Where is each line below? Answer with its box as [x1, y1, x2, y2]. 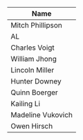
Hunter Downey [10, 77, 62, 86]
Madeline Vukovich [10, 110, 73, 119]
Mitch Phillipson [10, 21, 62, 30]
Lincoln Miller [10, 66, 55, 74]
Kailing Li [10, 99, 40, 108]
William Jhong [10, 54, 57, 63]
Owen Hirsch [10, 121, 53, 130]
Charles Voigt [10, 43, 55, 52]
